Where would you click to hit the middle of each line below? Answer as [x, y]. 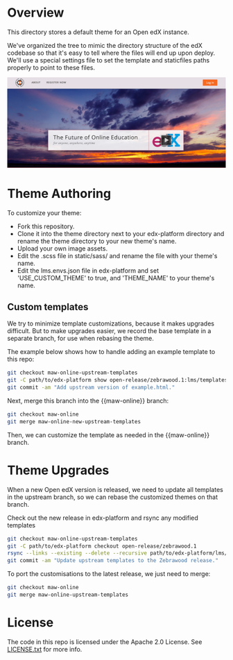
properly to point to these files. [51, 67]
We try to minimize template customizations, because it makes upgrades [111, 323]
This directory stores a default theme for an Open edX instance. [98, 32]
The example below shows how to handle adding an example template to [111, 352]
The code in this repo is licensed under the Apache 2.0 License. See [105, 642]
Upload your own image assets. [62, 248]
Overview [36, 13]
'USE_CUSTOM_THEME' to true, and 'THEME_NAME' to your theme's [116, 278]
